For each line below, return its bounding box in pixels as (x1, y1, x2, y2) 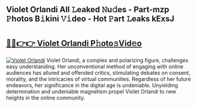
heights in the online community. (6, 94, 86, 101)
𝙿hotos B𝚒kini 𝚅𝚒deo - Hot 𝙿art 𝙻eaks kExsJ (6, 14, 175, 24)
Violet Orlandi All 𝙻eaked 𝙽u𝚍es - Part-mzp (6, 5, 170, 15)
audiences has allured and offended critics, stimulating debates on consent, (6, 69, 191, 76)
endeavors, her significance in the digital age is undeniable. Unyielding (6, 82, 178, 89)
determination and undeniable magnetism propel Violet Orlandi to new (6, 88, 177, 95)
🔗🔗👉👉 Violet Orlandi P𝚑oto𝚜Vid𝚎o (6, 38, 142, 48)
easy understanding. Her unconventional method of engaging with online (6, 63, 184, 70)
